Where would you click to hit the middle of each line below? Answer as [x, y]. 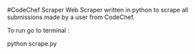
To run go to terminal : [38, 30]
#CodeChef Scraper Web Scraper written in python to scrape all [98, 10]
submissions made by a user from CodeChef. [71, 17]
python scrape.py [32, 43]
